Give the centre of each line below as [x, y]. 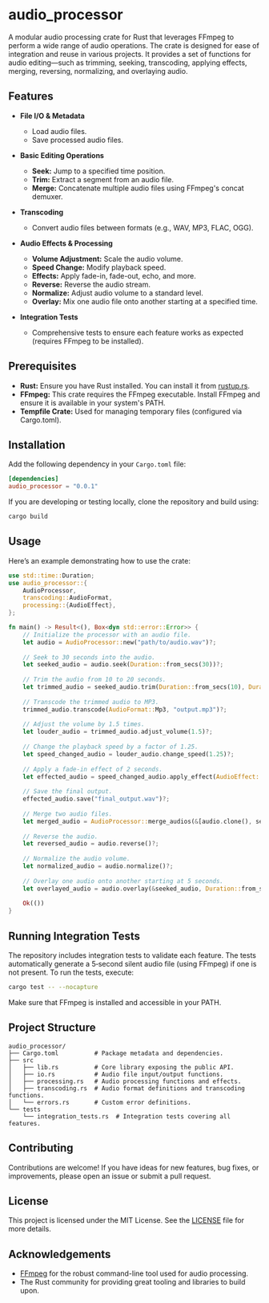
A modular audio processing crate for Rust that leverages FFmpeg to [121, 37]
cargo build [28, 517]
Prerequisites [42, 366]
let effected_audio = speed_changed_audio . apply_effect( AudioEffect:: [143, 776]
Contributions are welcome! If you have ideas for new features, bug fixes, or [134, 1167]
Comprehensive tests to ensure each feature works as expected [138, 332]
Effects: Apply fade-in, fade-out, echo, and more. [114, 275]
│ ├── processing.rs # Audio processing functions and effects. [125, 1081]
